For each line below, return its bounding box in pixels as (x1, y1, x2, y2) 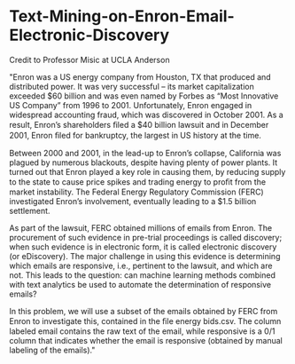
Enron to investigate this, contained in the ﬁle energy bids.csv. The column (9, 315, 282, 326)
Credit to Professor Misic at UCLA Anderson (9, 54, 170, 65)
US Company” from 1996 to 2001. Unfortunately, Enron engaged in (9, 99, 252, 110)
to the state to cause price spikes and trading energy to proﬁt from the (9, 176, 267, 187)
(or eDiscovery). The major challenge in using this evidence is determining (9, 250, 281, 261)
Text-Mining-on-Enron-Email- (9, 6, 235, 27)
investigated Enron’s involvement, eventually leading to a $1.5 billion (9, 195, 257, 206)
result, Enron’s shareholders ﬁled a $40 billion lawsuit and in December (9, 119, 269, 130)
